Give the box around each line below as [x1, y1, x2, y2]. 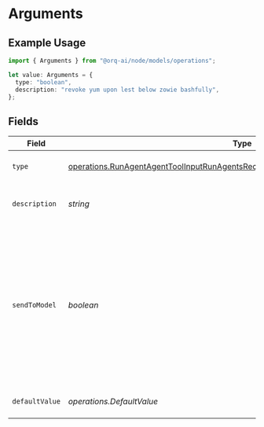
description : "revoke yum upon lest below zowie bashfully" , [15, 86, 220, 94]
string [68, 198, 90, 209]
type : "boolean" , [15, 78, 72, 87]
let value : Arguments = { [8, 71, 93, 79]
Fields [8, 115, 39, 128]
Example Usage [8, 36, 86, 50]
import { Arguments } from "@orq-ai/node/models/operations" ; [8, 57, 216, 64]
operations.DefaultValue [68, 396, 159, 407]
